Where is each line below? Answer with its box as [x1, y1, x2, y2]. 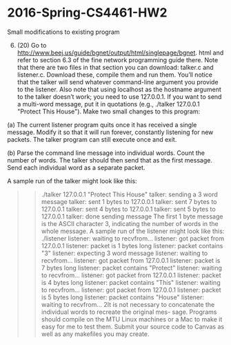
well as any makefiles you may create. [41, 330, 150, 338]
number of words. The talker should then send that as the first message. [7, 156, 212, 164]
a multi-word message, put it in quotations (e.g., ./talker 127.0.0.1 [17, 100, 200, 108]
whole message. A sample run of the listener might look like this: [41, 227, 225, 235]
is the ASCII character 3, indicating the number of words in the [41, 219, 219, 227]
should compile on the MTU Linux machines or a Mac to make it [41, 315, 223, 323]
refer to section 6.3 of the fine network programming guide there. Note [17, 55, 219, 64]
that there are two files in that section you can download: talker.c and [17, 63, 214, 71]
